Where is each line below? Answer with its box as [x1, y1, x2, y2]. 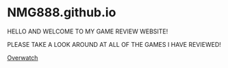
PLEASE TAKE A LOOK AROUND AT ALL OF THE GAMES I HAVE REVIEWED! [7, 40, 221, 48]
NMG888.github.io [7, 5, 116, 20]
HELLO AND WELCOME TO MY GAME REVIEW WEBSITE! [7, 27, 168, 35]
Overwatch [7, 53, 38, 62]
